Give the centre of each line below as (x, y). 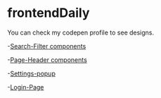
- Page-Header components (47, 60)
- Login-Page (26, 87)
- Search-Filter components (47, 46)
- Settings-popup (32, 73)
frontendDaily (49, 13)
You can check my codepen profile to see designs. (81, 32)
